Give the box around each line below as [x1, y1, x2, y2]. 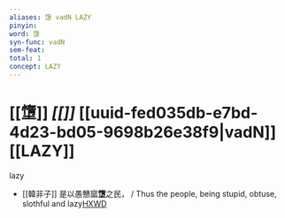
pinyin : [9, 21, 38, 30]
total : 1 [9, 54, 42, 63]
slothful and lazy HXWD [21, 198, 108, 208]
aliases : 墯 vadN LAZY [9, 12, 91, 22]
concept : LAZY [9, 63, 62, 71]
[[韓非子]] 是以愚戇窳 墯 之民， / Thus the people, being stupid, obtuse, [21, 188, 277, 199]
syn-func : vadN [9, 37, 65, 47]
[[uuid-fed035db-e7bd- [78, 103, 258, 124]
